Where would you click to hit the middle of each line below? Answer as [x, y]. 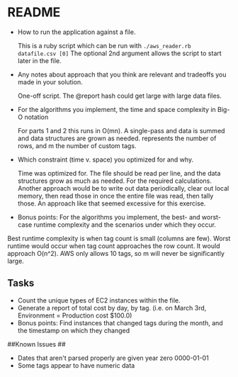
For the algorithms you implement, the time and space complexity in [117, 109]
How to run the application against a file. [76, 32]
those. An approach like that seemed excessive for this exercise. [112, 203]
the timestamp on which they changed [74, 330]
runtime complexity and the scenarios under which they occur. [125, 225]
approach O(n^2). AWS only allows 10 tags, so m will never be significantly [116, 253]
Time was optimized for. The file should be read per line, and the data [119, 173]
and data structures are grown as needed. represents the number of [117, 138]
